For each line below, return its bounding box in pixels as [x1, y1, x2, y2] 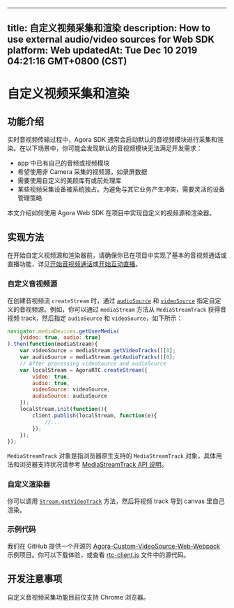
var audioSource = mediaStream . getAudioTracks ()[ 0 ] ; [19, 354, 176, 361]
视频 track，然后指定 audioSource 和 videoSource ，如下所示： [7, 314, 183, 322]
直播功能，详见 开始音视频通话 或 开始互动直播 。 [7, 260, 141, 268]
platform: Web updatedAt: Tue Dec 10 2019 [7, 45, 198, 57]
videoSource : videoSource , [32, 386, 111, 393]
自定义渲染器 [7, 479, 51, 489]
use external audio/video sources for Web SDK [7, 34, 214, 45]
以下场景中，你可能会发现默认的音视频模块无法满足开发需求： [25, 144, 203, 152]
